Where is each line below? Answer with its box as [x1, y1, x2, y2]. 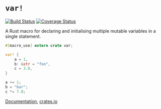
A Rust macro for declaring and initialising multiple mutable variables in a [5, 28, 156, 34]
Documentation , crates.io [5, 98, 58, 104]
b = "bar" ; [5, 84, 28, 90]
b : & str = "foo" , [14, 61, 51, 66]
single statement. [5, 33, 41, 39]
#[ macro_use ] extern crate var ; [5, 43, 73, 48]
